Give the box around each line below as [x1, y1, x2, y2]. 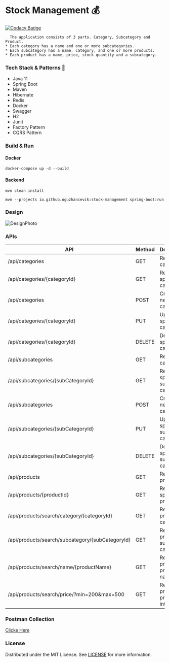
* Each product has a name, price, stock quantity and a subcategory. [5, 52, 157, 57]
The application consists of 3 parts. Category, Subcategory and [10, 35, 151, 40]
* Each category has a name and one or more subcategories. [5, 43, 135, 49]
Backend [5, 177, 24, 183]
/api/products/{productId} [8, 491, 69, 499]
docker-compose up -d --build [5, 166, 69, 171]
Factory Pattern [12, 124, 46, 130]
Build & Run [5, 142, 34, 149]
